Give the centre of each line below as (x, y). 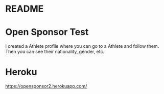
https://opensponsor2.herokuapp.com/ (46, 86)
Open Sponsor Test (47, 32)
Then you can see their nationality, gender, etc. (55, 52)
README (25, 9)
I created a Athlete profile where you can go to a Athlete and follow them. (82, 46)
